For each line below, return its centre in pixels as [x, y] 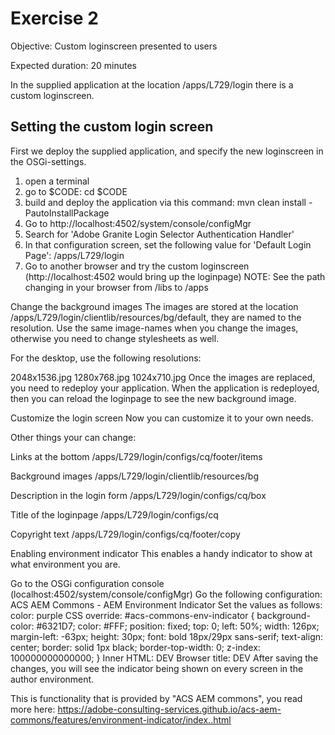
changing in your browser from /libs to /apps [116, 287]
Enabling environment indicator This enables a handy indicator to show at [161, 553]
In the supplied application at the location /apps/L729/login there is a [152, 84]
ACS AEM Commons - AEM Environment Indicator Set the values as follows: [166, 604]
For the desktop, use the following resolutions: [106, 358]
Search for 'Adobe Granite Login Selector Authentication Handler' [159, 234]
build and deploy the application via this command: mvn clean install [165, 202]
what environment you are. [65, 564]
